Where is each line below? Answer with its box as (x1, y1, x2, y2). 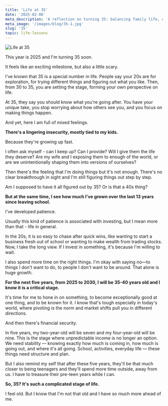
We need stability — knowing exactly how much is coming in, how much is (5, 340, 158, 346)
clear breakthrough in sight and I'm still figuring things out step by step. (5, 174, 152, 180)
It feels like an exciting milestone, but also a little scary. (5, 64, 118, 70)
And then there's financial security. (5, 320, 77, 326)
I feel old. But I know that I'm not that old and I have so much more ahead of (5, 391, 161, 396)
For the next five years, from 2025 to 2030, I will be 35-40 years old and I (5, 279, 160, 285)
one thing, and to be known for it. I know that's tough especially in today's (5, 300, 157, 305)
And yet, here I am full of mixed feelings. (5, 120, 88, 125)
